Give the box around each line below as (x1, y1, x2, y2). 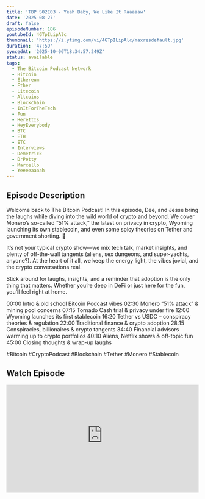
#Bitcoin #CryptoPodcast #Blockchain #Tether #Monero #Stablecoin (6, 350, 179, 358)
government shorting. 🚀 (6, 232, 66, 239)
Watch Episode (6, 368, 65, 378)
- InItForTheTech (12, 105, 56, 111)
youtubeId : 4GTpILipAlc (6, 32, 67, 38)
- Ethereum (12, 77, 40, 83)
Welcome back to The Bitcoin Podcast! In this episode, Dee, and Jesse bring (6, 206, 198, 213)
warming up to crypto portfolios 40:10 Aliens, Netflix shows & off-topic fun (6, 332, 193, 339)
